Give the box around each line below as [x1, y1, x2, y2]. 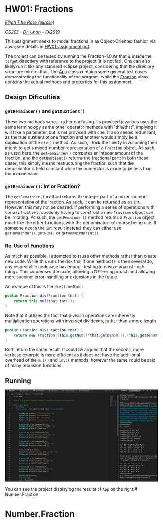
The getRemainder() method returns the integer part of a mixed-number [5, 193, 148, 199]
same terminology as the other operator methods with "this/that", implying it [5, 124, 157, 130]
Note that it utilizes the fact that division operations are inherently [5, 312, 136, 318]
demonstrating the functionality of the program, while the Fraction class [5, 74, 148, 79]
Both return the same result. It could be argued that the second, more [5, 347, 144, 353]
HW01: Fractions [5, 3, 74, 15]
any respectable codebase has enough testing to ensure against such [5, 264, 145, 270]
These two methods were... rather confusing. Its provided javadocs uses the [5, 118, 158, 125]
